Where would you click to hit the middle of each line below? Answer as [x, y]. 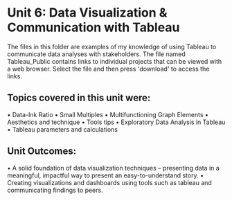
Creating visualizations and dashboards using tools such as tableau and [110, 182]
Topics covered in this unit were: [79, 98]
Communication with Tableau [93, 27]
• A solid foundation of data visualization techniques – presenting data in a [113, 168]
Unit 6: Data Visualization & [87, 13]
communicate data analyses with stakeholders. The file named [96, 54]
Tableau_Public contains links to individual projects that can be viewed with [115, 61]
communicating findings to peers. [55, 190]
